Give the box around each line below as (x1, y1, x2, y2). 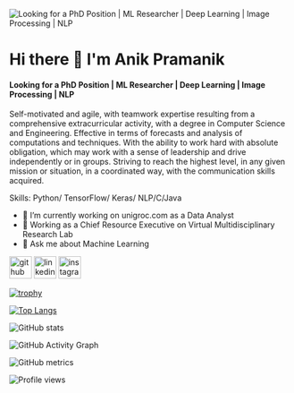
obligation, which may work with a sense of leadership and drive (9, 147, 247, 158)
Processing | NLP (9, 89, 75, 99)
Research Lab (21, 229, 73, 240)
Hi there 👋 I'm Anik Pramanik (9, 49, 225, 70)
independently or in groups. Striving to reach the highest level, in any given (9, 157, 286, 167)
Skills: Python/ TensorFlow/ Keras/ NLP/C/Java (9, 192, 182, 203)
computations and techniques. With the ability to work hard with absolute (9, 137, 279, 148)
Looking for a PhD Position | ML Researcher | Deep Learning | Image (9, 79, 266, 90)
